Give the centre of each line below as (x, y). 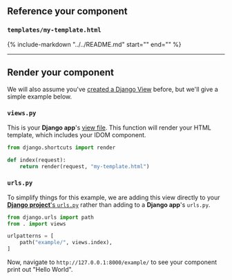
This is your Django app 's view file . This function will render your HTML (109, 128)
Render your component (60, 73)
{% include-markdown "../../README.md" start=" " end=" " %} (94, 44)
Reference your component (67, 11)
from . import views (37, 223)
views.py (22, 113)
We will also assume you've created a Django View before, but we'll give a (113, 89)
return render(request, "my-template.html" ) (85, 166)
